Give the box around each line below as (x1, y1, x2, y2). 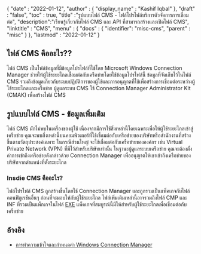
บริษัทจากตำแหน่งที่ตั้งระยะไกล (7, 158, 67, 166)
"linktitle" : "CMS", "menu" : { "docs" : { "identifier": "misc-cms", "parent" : (7, 25, 191, 32)
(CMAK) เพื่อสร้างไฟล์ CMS (7, 91, 66, 98)
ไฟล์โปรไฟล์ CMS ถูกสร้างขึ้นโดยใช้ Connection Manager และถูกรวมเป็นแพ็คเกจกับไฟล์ (7, 187, 190, 194)
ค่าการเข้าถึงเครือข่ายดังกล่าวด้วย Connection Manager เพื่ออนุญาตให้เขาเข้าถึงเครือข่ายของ (7, 152, 191, 159)
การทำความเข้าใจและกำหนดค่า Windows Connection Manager (15, 241, 153, 248)
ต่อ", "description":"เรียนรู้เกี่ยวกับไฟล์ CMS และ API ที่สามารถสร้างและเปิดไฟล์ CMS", (7, 18, 189, 25)
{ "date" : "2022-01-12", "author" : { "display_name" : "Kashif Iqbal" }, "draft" (7, 5, 196, 12)
